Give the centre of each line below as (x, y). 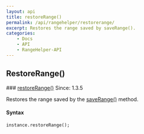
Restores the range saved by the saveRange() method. (72, 99)
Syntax (15, 113)
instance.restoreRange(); (38, 125)
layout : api (21, 11)
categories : (21, 33)
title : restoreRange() (34, 17)
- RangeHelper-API (39, 50)
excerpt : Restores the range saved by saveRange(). (71, 28)
